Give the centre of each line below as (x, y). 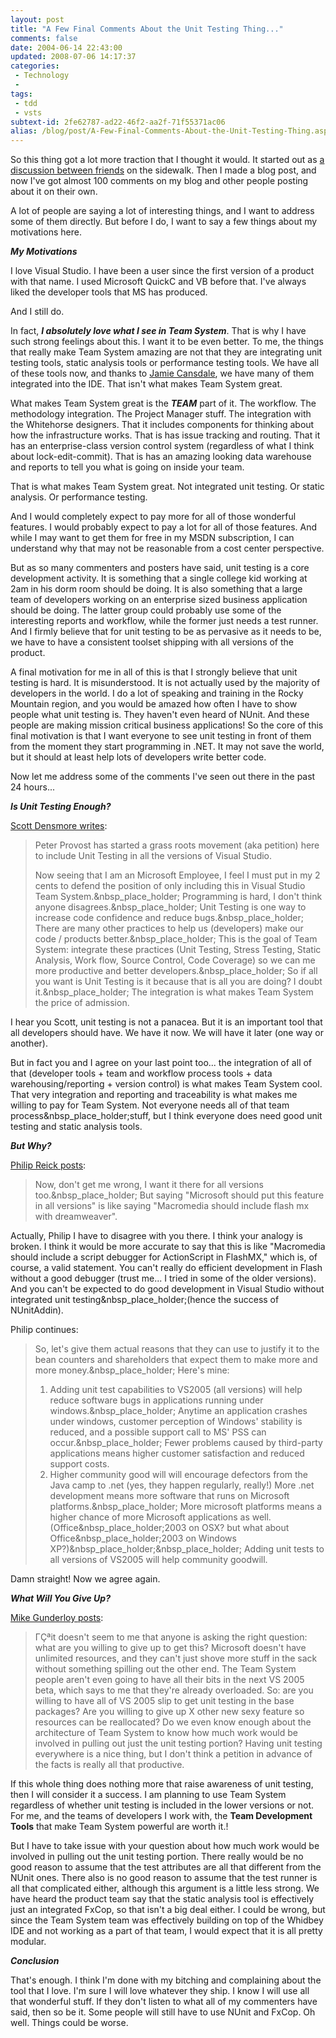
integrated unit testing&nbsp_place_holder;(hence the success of (145, 1300)
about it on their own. (54, 192)
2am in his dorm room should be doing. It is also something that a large (156, 589)
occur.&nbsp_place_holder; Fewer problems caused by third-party (186, 1443)
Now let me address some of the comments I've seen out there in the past (163, 777)
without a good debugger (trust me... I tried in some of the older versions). (163, 1278)
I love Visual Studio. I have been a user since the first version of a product (162, 271)
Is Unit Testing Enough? (61, 807)
